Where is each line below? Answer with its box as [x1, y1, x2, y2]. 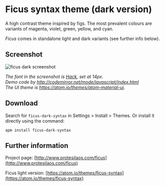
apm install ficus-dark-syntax [5, 128, 71, 133]
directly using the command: [5, 118, 65, 124]
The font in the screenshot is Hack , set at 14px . [5, 73, 103, 80]
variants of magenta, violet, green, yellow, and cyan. [5, 25, 114, 31]
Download [5, 99, 38, 107]
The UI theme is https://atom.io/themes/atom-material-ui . [5, 84, 125, 90]
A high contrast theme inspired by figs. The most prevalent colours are [5, 20, 152, 26]
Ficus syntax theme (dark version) [5, 4, 152, 15]
